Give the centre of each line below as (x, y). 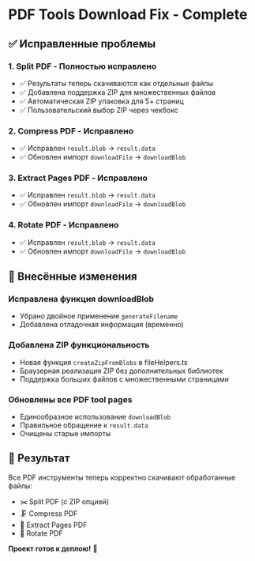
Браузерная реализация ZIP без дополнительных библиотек (121, 371)
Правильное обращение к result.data (84, 425)
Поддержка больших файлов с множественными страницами (124, 379)
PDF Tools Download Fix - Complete (128, 15)
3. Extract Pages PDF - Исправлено (78, 178)
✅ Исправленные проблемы (82, 44)
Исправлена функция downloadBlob (81, 299)
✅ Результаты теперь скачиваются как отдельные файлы (116, 83)
